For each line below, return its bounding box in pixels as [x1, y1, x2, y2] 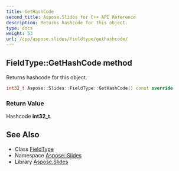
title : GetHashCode [6, 8, 54, 15]
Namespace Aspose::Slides [14, 151, 82, 159]
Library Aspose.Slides [14, 158, 69, 165]
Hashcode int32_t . [6, 112, 52, 120]
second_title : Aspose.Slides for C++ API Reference [6, 14, 136, 20]
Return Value [6, 99, 44, 107]
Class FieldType [14, 146, 54, 153]
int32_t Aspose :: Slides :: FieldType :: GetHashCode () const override [6, 85, 173, 91]
